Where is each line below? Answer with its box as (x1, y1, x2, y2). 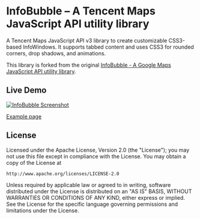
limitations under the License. (6, 206, 79, 214)
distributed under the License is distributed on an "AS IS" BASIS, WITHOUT (6, 188, 192, 195)
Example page (6, 113, 42, 120)
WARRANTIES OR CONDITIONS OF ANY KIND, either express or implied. (6, 194, 185, 201)
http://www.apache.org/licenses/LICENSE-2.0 (6, 170, 120, 177)
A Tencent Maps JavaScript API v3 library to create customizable (6, 37, 168, 44)
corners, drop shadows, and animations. (6, 49, 106, 57)
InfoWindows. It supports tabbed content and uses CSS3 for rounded (23, 43, 194, 51)
